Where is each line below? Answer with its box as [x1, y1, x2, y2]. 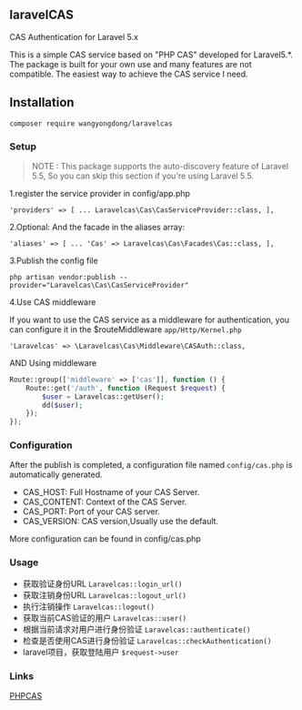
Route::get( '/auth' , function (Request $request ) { [25, 383, 226, 392]
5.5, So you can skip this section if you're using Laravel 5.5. [31, 170, 255, 181]
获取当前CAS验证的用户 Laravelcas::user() [22, 612, 187, 623]
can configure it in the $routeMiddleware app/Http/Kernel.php [9, 323, 243, 335]
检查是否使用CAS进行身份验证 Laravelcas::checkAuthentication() [22, 634, 272, 645]
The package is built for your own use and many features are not [9, 58, 252, 69]
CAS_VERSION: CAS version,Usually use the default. [22, 516, 219, 527]
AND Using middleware [9, 357, 97, 368]
